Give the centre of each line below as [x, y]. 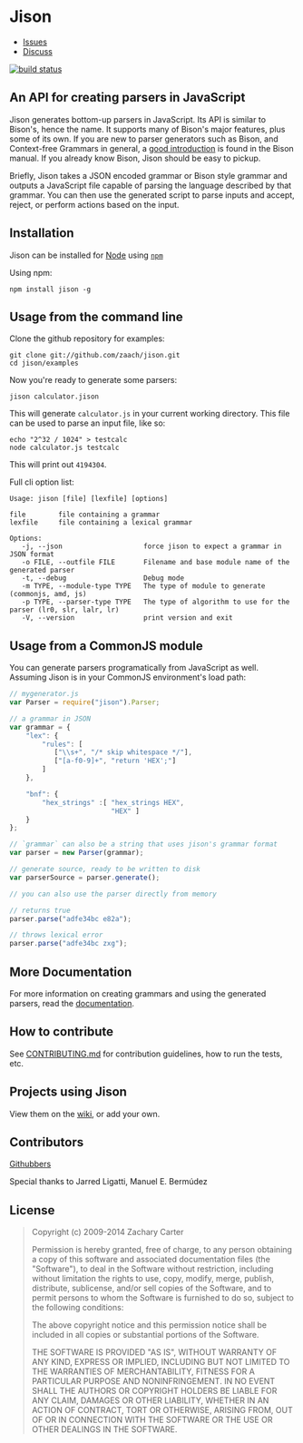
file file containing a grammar [85, 515]
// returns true [40, 910]
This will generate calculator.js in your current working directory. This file [150, 414]
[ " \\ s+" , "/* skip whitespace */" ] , [123, 752]
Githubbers [30, 1164]
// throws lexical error [56, 935]
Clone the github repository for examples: [87, 339]
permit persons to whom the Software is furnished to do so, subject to [163, 1298]
